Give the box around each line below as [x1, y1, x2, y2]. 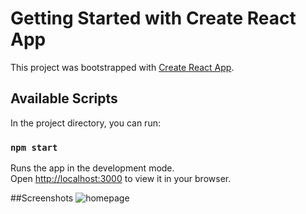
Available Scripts [10, 90, 118, 107]
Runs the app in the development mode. [10, 162, 175, 174]
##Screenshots [10, 192, 74, 204]
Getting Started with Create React [10, 7, 297, 30]
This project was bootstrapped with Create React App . [10, 61, 235, 73]
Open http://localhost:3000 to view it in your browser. [10, 173, 232, 185]
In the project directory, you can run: [10, 117, 161, 129]
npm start [10, 142, 58, 153]
